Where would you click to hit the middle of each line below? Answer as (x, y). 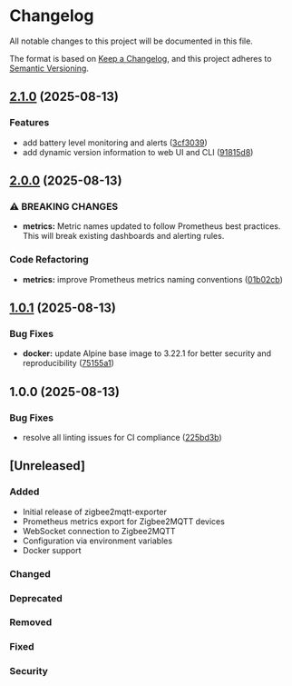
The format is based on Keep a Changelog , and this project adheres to (141, 58)
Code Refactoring (49, 260)
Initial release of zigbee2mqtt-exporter (95, 512)
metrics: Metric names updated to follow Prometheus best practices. (151, 226)
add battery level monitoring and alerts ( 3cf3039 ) (115, 143)
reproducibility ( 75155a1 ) (68, 363)
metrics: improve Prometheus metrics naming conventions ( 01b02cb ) (153, 279)
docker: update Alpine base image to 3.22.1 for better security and (147, 353)
